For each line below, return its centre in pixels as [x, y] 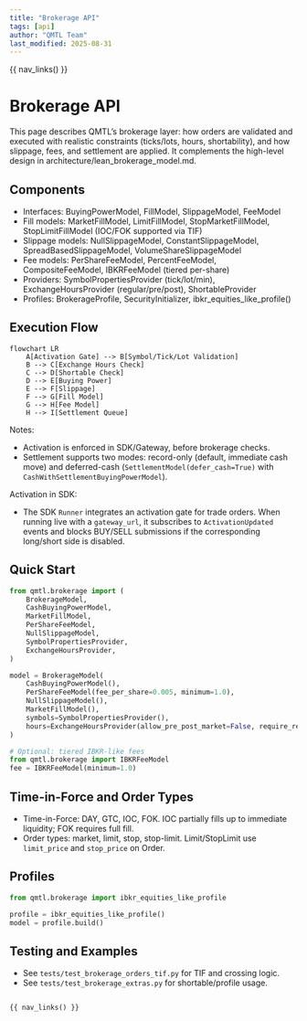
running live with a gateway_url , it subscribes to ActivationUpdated [148, 521]
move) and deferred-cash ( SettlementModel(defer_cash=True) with [148, 466]
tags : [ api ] [32, 27]
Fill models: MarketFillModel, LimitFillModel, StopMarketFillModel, [146, 221]
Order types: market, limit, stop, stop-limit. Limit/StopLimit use [140, 838]
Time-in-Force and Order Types [102, 797]
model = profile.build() [57, 923]
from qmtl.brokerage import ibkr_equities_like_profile [118, 898]
